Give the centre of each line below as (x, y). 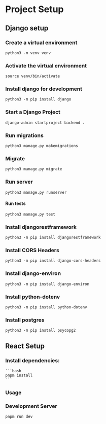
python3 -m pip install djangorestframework (53, 238)
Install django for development (44, 89)
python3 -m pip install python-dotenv (46, 307)
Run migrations (25, 135)
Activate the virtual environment (46, 65)
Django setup (27, 28)
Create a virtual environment (41, 43)
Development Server (31, 406)
